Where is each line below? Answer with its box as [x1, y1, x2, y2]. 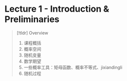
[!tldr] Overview [16, 30, 48, 36]
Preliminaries [4, 14, 60, 25]
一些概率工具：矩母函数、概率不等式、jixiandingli [23, 64, 123, 70]
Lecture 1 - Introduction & [4, 3, 109, 15]
